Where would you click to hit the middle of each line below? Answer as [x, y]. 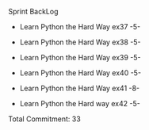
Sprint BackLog [33, 11]
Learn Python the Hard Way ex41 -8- [80, 88]
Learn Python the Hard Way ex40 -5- [80, 73]
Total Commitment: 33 [44, 119]
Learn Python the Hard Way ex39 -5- [80, 57]
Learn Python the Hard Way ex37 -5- [80, 27]
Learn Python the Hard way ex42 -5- [80, 103]
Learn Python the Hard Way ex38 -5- [80, 42]
